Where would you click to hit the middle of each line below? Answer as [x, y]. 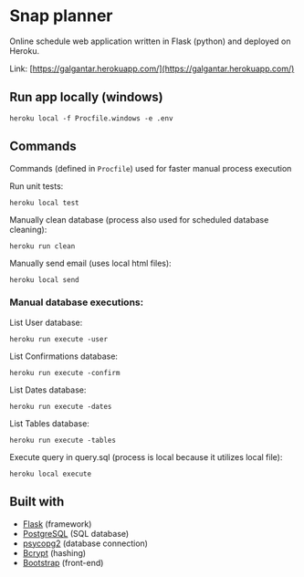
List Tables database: [49, 423]
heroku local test [44, 203]
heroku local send [44, 279]
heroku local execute [51, 474]
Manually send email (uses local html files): [90, 263]
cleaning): [28, 229]
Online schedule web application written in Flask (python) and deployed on [150, 41]
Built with [37, 502]
